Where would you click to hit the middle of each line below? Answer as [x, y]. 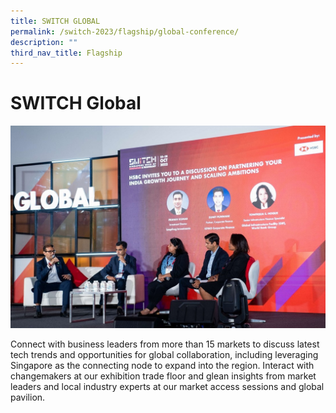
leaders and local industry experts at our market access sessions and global [167, 387]
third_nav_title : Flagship [66, 53]
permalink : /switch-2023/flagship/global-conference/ [125, 31]
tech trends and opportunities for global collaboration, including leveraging [164, 355]
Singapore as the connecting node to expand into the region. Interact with [162, 366]
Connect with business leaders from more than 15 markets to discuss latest [165, 344]
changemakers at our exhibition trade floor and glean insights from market [163, 376]
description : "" [44, 42]
